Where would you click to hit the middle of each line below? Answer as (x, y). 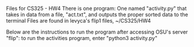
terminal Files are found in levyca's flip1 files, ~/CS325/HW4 (79, 21)
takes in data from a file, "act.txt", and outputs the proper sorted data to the (97, 15)
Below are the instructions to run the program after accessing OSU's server (97, 32)
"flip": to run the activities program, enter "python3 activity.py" (82, 38)
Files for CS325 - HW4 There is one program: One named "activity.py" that (96, 8)
